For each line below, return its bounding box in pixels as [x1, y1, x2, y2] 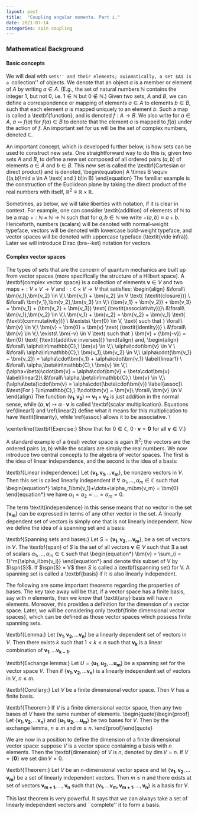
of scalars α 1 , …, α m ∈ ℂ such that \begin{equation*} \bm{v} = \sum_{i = [6, 550, 181, 558]
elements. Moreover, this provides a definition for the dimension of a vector [6, 600, 190, 608]
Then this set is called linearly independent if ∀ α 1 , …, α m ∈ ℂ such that [6, 477, 179, 485]
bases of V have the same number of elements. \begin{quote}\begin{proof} [6, 710, 190, 718]
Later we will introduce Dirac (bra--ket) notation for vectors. [6, 240, 152, 247]
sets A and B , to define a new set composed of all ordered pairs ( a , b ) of [6, 155, 182, 163]
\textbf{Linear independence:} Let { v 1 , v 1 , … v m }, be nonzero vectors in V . [6, 469, 184, 478]
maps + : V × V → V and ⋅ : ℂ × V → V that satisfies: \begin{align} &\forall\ [6, 285, 186, 292]
